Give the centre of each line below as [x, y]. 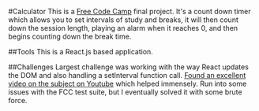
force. [18, 100]
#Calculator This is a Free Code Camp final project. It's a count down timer [129, 11]
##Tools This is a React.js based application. [81, 52]
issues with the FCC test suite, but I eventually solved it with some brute [125, 92]
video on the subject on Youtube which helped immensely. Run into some [128, 83]
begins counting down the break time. [70, 36]
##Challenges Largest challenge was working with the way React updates [128, 67]
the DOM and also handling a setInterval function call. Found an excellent [127, 75]
